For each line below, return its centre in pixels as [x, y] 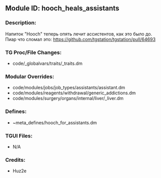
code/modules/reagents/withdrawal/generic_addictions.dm [74, 93]
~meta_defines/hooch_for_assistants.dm [55, 122]
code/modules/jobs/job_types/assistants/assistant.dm [69, 88]
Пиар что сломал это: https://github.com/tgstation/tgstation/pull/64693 [80, 39]
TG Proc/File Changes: [34, 52]
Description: [21, 23]
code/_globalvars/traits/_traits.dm [47, 63]
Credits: [15, 160]
